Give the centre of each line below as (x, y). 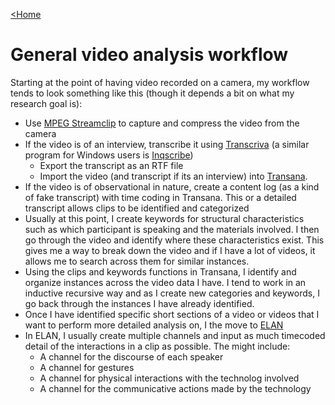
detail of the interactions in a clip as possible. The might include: (157, 346)
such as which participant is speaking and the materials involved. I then (172, 229)
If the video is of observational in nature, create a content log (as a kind (172, 186)
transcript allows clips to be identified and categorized (137, 208)
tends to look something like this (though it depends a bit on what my (152, 93)
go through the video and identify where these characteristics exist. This (174, 240)
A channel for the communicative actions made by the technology (175, 388)
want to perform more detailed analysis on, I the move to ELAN (154, 325)
